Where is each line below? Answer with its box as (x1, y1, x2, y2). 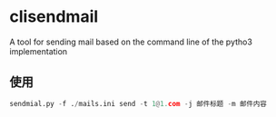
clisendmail (9, 6, 99, 27)
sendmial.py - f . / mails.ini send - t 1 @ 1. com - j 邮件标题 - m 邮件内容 (9, 99, 268, 108)
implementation (9, 45, 68, 56)
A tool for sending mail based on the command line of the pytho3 (9, 36, 252, 47)
